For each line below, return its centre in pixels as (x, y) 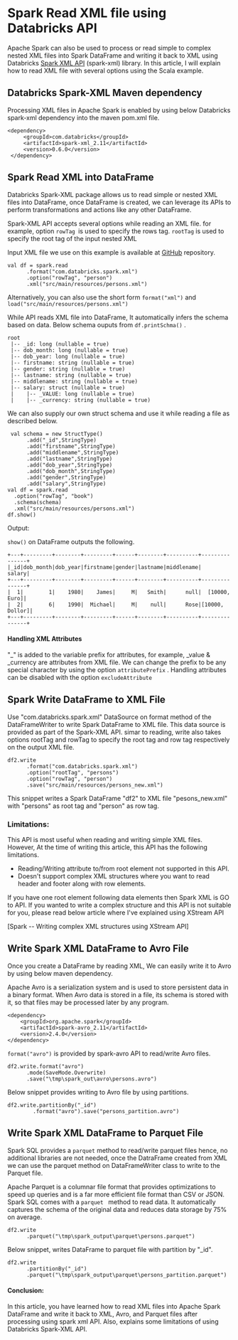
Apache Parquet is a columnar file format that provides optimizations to (112, 1186)
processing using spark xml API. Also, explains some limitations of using (113, 1322)
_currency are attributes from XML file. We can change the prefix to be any (117, 662)
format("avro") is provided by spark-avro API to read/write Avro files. (109, 1053)
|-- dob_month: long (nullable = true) (70, 350)
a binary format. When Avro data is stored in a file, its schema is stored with (118, 994)
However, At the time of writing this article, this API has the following (108, 847)
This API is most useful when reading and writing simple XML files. (105, 839)
